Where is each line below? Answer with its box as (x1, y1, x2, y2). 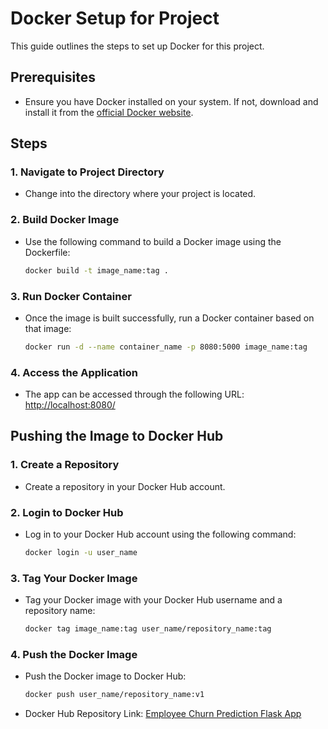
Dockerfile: (24, 246, 71, 258)
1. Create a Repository (10, 458, 120, 472)
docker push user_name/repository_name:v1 (24, 690, 205, 700)
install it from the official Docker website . (24, 106, 194, 118)
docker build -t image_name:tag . (24, 265, 169, 276)
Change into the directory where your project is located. (24, 188, 257, 200)
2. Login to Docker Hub (10, 505, 124, 519)
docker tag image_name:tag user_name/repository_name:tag (24, 624, 272, 634)
